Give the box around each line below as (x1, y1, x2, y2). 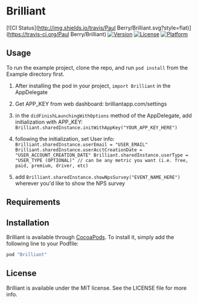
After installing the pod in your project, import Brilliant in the (14, 82, 171, 89)
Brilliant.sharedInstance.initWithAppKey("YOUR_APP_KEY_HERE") (14, 125, 178, 131)
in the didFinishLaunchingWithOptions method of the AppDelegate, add (14, 111, 192, 119)
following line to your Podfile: (6, 240, 79, 247)
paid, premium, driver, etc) (14, 163, 89, 169)
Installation (6, 217, 49, 228)
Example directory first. (6, 70, 65, 78)
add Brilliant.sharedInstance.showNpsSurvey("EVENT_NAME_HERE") (14, 173, 180, 180)
